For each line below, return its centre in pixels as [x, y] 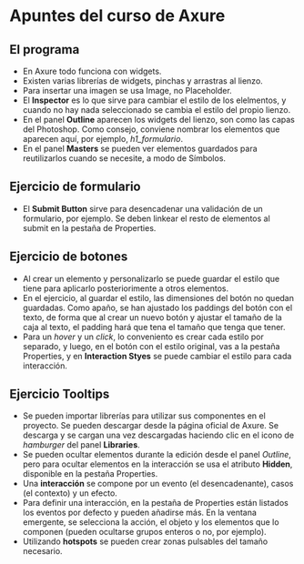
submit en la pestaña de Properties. [89, 227]
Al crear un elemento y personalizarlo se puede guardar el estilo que [151, 278]
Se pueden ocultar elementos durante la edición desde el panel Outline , [157, 455]
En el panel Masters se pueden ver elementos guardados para [140, 148]
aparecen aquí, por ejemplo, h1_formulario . [103, 139]
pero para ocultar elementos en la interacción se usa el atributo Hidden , [157, 464]
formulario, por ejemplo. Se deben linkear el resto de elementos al [146, 218]
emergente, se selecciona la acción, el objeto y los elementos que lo [151, 522]
